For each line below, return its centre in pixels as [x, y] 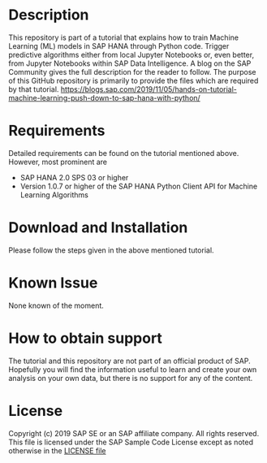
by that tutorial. [34, 89]
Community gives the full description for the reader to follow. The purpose [133, 71]
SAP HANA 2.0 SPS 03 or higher [74, 177]
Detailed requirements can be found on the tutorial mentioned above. [124, 153]
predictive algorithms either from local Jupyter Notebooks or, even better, [131, 54]
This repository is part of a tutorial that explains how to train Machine [124, 37]
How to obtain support [85, 338]
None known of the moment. [56, 305]
